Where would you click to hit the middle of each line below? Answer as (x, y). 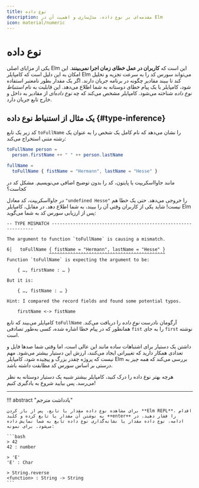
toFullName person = (32, 149)
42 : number (21, 447)
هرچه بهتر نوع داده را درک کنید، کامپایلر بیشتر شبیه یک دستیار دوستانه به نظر (90, 376)
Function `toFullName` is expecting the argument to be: (78, 260)
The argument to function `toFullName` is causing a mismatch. (86, 239)
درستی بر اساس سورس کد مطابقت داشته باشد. (60, 365)
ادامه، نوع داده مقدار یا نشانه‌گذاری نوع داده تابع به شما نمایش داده (95, 421)
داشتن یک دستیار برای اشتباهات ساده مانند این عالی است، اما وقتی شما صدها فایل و (99, 346)
